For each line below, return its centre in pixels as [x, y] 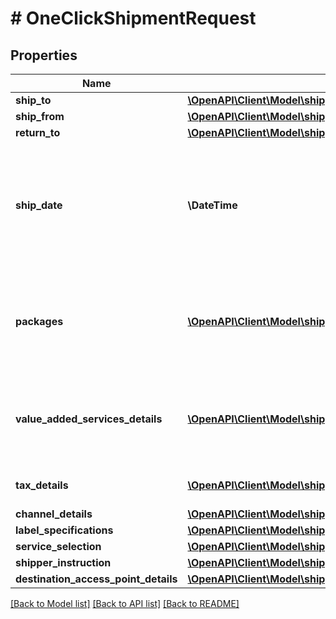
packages [39, 321]
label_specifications [64, 530]
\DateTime [212, 205]
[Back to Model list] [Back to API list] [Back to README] [125, 603]
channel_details [54, 514]
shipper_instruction [63, 562]
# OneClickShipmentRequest [133, 18]
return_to [38, 132]
